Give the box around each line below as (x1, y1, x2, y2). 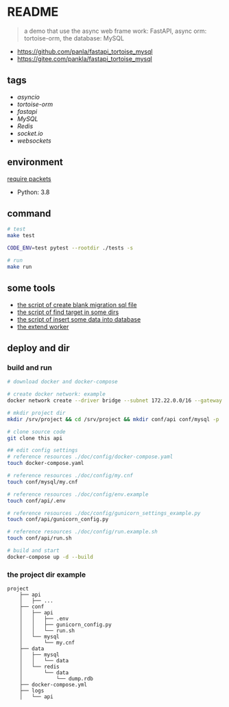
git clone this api (7, 435, 63, 442)
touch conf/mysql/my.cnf (7, 478, 78, 486)
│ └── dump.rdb (19, 675, 94, 682)
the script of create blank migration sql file (16, 300, 137, 309)
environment (7, 156, 63, 168)
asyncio (16, 93, 40, 101)
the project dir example (7, 570, 86, 579)
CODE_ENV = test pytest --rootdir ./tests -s (7, 245, 134, 252)
